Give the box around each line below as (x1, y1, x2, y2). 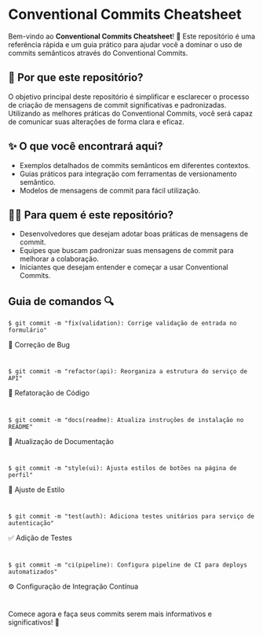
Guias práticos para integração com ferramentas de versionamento (19, 169, 237, 178)
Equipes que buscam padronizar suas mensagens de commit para (19, 246, 234, 255)
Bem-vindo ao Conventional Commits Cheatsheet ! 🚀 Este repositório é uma (8, 31, 256, 41)
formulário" (8, 326, 47, 335)
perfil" (8, 471, 34, 479)
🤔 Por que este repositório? (8, 71, 144, 84)
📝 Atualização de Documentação (8, 436, 114, 446)
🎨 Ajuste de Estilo (8, 485, 65, 494)
